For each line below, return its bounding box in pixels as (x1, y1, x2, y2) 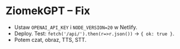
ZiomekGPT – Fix (5, 4, 90, 18)
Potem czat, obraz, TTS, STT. (14, 36, 87, 43)
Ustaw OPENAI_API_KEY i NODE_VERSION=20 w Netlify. (14, 24, 138, 31)
